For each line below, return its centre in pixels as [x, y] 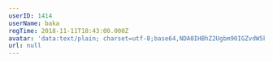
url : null [25, 46]
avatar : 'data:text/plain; [54, 38]
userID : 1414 [30, 16]
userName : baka [34, 23]
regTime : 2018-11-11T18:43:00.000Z [69, 31]
